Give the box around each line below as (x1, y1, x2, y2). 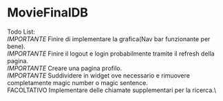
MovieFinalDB (7, 5, 88, 21)
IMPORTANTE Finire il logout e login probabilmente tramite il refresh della (7, 49, 215, 58)
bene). (7, 42, 26, 50)
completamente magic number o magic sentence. (7, 78, 148, 87)
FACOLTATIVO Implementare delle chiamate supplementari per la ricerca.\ (7, 86, 217, 94)
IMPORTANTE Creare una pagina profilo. (7, 64, 123, 72)
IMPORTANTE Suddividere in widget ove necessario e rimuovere (7, 71, 191, 80)
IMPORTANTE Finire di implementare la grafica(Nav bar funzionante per (7, 34, 211, 43)
